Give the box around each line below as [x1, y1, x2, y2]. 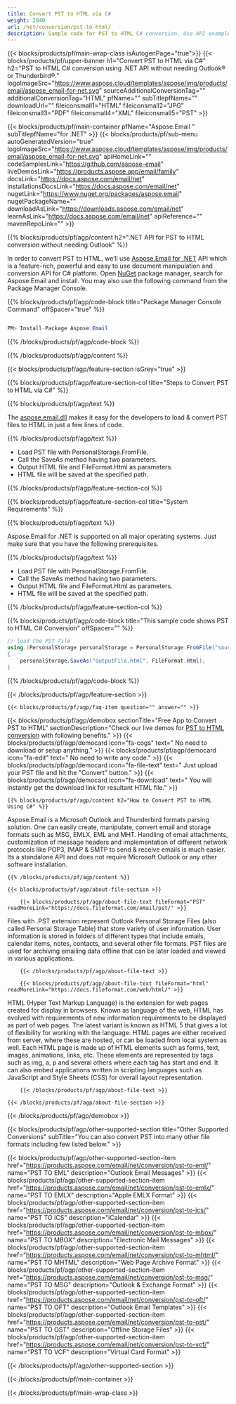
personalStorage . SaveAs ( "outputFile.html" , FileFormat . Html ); [20, 657, 206, 664]
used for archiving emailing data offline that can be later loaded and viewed [7, 947, 226, 955]
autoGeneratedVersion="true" [7, 138, 94, 146]
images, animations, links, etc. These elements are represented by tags [7, 1051, 214, 1059]
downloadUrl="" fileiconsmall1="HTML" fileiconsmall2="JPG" [7, 101, 184, 110]
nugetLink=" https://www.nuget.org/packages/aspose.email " [7, 190, 183, 198]
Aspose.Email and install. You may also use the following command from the [7, 277, 228, 285]
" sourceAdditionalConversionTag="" [98, 86, 206, 95]
